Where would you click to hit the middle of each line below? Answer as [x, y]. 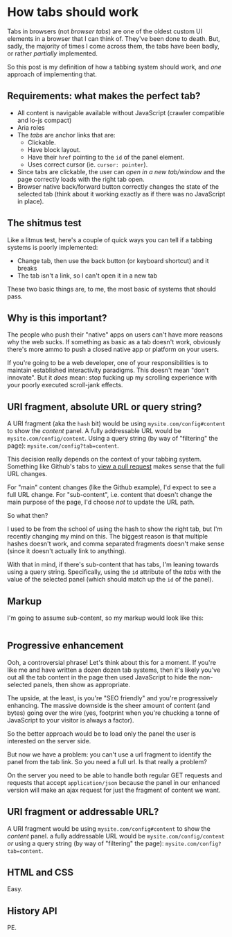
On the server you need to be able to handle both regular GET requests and [115, 775]
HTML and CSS [41, 873]
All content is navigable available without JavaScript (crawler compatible [121, 112]
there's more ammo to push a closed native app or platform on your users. [113, 349]
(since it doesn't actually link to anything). [67, 551]
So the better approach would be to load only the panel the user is [101, 734]
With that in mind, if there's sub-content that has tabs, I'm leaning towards [113, 565]
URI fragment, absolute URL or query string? [105, 407]
